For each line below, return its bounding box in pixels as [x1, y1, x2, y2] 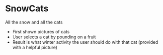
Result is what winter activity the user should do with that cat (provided [12, 39, 158, 45]
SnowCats [5, 3, 49, 14]
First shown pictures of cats [12, 28, 70, 34]
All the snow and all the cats [5, 19, 63, 25]
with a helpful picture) [12, 44, 58, 50]
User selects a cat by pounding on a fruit [12, 34, 96, 40]
